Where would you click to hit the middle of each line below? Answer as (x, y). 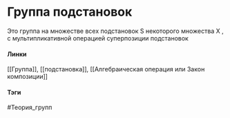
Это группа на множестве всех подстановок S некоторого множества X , (115, 31)
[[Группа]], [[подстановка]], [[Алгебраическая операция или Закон (106, 69)
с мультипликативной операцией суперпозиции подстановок (98, 38)
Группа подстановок (70, 12)
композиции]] (28, 77)
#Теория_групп (30, 108)
